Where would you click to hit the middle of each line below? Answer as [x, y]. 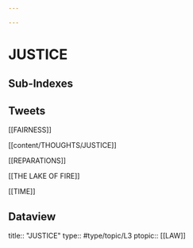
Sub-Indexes [41, 84]
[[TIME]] [22, 192]
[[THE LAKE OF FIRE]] [44, 176]
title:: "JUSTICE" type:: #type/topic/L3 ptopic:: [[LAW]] [97, 235]
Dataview [32, 217]
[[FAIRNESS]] [30, 130]
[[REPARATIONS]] [37, 161]
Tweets [27, 111]
